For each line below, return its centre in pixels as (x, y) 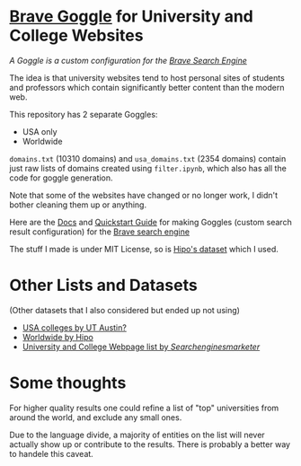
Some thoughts (68, 383)
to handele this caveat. (52, 453)
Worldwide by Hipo (58, 337)
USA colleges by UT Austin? (75, 327)
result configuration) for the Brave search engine (100, 232)
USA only (40, 131)
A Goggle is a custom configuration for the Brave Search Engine (128, 60)
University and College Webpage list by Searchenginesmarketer (141, 347)
